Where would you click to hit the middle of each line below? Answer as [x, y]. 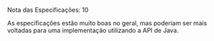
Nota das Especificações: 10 [48, 10]
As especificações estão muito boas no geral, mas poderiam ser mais [107, 23]
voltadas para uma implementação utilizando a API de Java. [93, 30]
